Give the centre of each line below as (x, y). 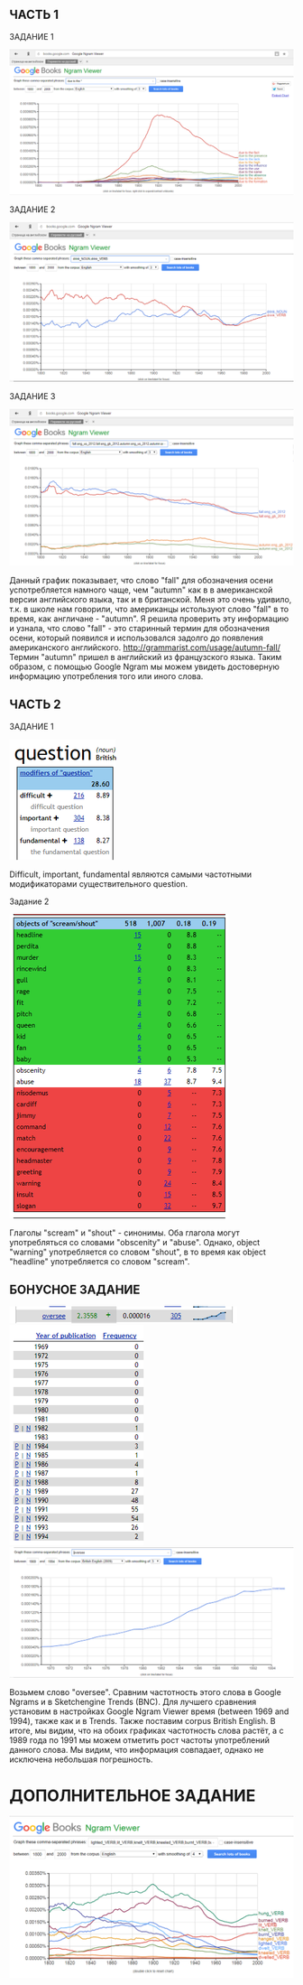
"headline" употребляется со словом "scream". (100, 1261)
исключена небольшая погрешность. (81, 1759)
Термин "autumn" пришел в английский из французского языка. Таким (146, 657)
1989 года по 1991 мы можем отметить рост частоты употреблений (140, 1740)
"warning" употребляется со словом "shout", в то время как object (138, 1252)
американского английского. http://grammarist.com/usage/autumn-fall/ (145, 647)
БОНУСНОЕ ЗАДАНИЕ (75, 1290)
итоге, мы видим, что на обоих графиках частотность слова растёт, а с (147, 1731)
